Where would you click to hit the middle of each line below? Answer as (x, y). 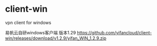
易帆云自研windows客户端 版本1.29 (41, 32)
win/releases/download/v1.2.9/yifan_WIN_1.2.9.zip (56, 38)
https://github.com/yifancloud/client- (114, 32)
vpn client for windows (28, 23)
